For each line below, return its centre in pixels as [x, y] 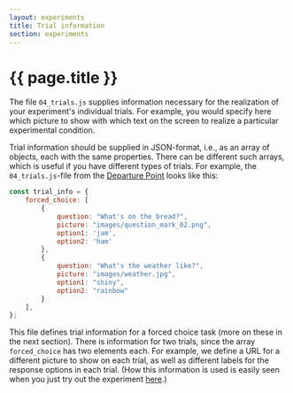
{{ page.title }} [64, 77]
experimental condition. [52, 130]
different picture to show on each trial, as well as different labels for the [139, 360]
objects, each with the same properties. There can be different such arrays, [147, 157]
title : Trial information [57, 26]
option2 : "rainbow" [92, 290]
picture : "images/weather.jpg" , [116, 274]
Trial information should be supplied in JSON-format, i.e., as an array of [139, 148]
